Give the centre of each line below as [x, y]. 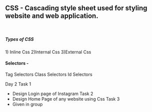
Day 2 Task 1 [18, 84]
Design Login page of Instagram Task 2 [53, 94]
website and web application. [52, 16]
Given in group [28, 104]
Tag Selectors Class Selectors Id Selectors [49, 74]
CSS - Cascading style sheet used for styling [76, 8]
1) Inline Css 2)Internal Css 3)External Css [48, 52]
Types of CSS [19, 39]
